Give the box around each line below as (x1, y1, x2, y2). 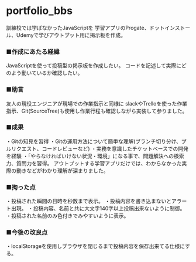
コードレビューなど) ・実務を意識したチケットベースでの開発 (42, 145, 189, 152)
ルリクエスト (6, 145, 37, 152)
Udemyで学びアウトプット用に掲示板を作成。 (16, 31, 126, 39)
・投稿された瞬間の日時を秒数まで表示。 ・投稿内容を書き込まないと (6, 198, 171, 205)
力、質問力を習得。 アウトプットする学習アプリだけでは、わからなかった (6, 159, 182, 166)
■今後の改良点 (6, 229, 48, 237)
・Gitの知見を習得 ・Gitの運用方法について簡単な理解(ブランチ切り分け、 (6, 138, 181, 145)
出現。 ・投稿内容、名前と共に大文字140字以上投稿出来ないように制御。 (11, 205, 185, 212)
